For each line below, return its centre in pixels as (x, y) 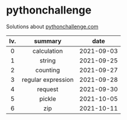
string (48, 61)
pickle (48, 99)
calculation (48, 51)
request (48, 89)
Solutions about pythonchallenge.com (52, 26)
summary (48, 41)
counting (48, 70)
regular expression (48, 79)
